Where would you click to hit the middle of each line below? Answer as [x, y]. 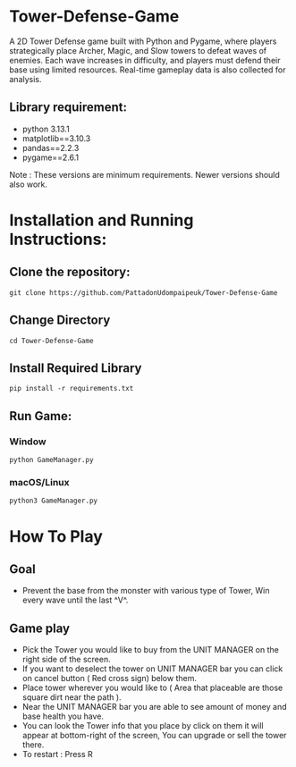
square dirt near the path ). [72, 697]
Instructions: [58, 239]
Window [28, 442]
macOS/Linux [39, 482]
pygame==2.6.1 [51, 157]
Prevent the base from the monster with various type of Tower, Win [146, 591]
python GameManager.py [51, 460]
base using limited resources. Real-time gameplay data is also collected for [148, 70]
